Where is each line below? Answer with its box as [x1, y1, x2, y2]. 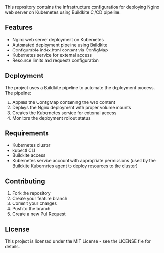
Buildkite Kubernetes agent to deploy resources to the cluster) [12, 163, 138, 169]
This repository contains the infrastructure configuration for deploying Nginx [5, 4, 160, 10]
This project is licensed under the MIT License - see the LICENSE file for [5, 238, 151, 244]
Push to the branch [12, 206, 51, 212]
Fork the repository [12, 190, 51, 196]
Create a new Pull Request [12, 211, 66, 217]
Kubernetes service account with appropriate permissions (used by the [12, 158, 156, 164]
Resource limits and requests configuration [12, 57, 99, 63]
